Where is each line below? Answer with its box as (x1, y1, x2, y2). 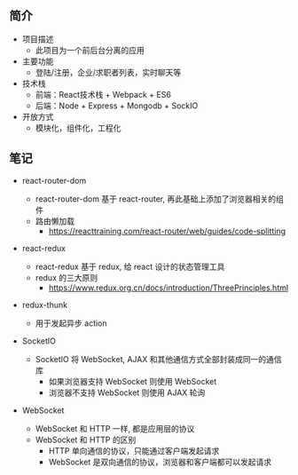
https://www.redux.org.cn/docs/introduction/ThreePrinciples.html (48, 282, 289, 293)
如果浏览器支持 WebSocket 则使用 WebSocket (48, 376, 217, 386)
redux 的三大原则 (35, 272, 98, 282)
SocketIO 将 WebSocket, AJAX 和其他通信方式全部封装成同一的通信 (35, 353, 282, 364)
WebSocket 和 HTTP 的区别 (35, 434, 137, 445)
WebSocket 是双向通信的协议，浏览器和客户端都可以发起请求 (48, 456, 272, 467)
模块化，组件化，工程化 (35, 123, 122, 133)
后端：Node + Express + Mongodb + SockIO (35, 100, 199, 111)
